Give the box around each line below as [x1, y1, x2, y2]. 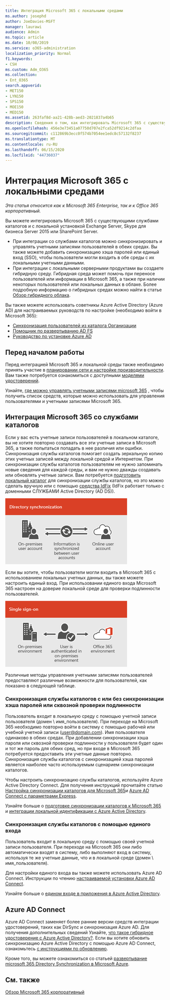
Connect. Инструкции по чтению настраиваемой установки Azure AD [5, 875, 155, 881]
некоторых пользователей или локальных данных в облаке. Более [12, 281, 157, 287]
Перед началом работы [5, 348, 84, 357]
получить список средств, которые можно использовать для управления [5, 393, 165, 399]
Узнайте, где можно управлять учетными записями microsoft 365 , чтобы [5, 388, 164, 393]
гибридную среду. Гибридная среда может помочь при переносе [12, 271, 155, 277]
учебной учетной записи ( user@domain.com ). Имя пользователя [5, 729, 145, 735]
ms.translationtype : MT [5, 136, 56, 141]
